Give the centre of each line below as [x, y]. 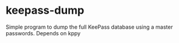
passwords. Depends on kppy [43, 33]
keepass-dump [45, 10]
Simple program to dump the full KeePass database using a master [89, 27]
